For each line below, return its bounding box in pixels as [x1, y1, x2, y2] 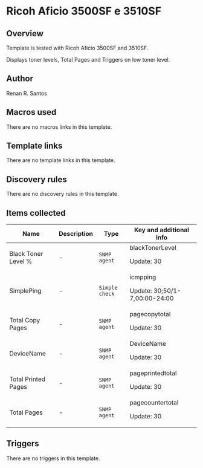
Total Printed [9, 375, 46, 383]
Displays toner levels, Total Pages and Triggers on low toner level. [6, 56, 170, 63]
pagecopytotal [129, 310, 171, 319]
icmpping [129, 273, 156, 282]
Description [58, 230, 94, 238]
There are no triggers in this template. [6, 455, 101, 462]
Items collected [6, 207, 66, 218]
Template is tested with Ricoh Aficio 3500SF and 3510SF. [6, 44, 149, 51]
